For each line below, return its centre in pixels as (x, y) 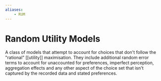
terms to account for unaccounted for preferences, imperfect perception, (80, 63)
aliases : (14, 10)
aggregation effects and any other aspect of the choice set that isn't (75, 68)
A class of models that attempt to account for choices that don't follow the (81, 52)
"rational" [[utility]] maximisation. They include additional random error (77, 58)
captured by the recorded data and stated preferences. (61, 73)
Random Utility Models (53, 39)
